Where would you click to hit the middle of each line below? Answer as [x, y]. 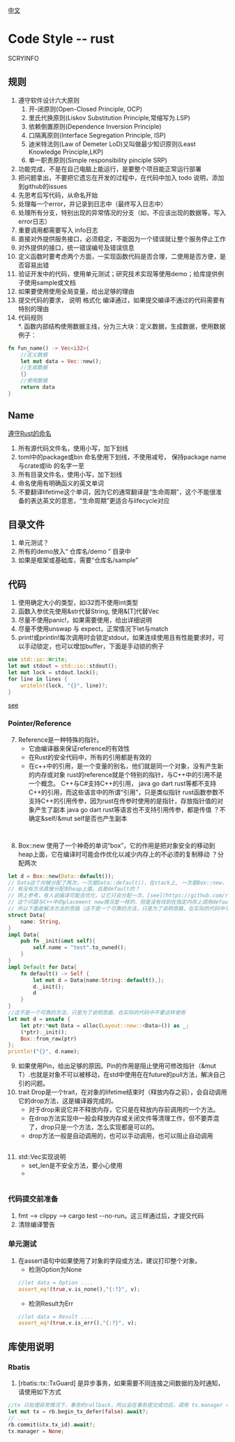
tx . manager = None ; [36, 1431]
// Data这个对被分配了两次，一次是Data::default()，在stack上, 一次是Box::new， [117, 883]
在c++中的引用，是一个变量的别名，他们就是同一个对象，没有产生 [123, 766]
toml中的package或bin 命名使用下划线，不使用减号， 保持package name [122, 457]
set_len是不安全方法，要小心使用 [75, 1166]
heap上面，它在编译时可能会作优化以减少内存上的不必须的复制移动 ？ [118, 854]
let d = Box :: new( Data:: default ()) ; [61, 876]
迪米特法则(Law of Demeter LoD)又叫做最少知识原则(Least [112, 144]
